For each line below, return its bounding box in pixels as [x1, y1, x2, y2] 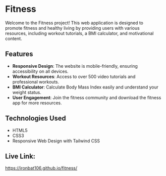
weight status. [12, 89, 42, 95]
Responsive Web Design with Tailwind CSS [12, 137, 100, 144]
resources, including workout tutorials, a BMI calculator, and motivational [5, 30, 154, 36]
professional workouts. [12, 79, 59, 85]
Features [5, 50, 33, 58]
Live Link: [5, 152, 36, 160]
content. [5, 36, 22, 42]
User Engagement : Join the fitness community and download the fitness [12, 94, 162, 100]
